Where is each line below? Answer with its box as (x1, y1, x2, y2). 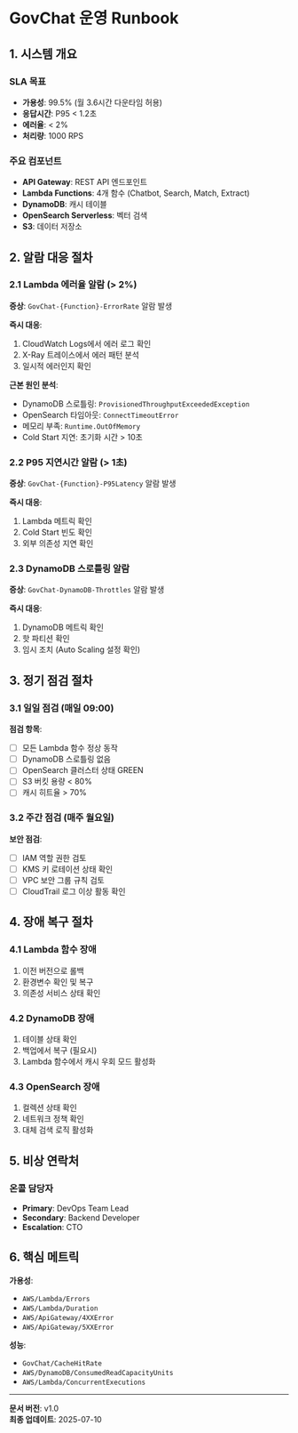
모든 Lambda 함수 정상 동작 (21, 743, 118, 753)
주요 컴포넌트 (9, 155, 62, 167)
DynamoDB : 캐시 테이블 (21, 199, 108, 210)
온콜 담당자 (9, 1182, 54, 1195)
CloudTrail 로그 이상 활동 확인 (21, 886, 126, 897)
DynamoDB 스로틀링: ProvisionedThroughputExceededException (21, 398, 250, 409)
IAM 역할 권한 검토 (21, 852, 87, 863)
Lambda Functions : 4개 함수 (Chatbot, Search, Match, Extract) (21, 188, 250, 198)
